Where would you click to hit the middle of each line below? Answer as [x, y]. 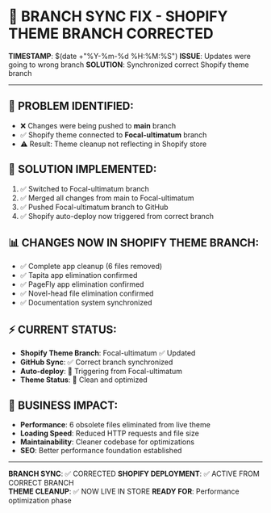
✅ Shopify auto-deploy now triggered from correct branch [117, 216]
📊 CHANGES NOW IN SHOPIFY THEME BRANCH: [134, 243]
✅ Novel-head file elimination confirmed [87, 293]
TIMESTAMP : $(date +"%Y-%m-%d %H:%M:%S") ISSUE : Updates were [130, 56]
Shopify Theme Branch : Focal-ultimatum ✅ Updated [108, 353]
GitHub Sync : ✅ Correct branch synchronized [96, 362]
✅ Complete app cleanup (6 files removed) [91, 267]
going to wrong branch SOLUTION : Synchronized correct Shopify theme [129, 65]
